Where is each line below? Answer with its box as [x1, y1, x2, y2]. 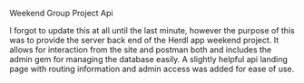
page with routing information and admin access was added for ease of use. [9, 63, 295, 74]
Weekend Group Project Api [9, 8, 113, 18]
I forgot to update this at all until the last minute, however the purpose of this [9, 25, 295, 35]
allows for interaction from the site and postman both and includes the [9, 44, 272, 55]
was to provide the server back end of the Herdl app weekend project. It [9, 35, 279, 45]
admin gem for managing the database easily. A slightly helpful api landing [9, 54, 289, 64]
